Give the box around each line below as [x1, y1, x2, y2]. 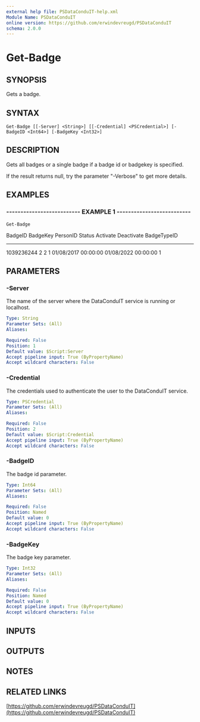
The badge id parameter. [6, 470, 67, 477]
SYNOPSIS [6, 75, 47, 85]
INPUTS [6, 626, 36, 636]
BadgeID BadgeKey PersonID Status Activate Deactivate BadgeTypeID [6, 232, 179, 239]
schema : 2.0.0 [6, 25, 42, 32]
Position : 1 [6, 343, 36, 349]
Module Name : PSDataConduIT [6, 14, 76, 20]
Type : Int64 [6, 482, 36, 488]
